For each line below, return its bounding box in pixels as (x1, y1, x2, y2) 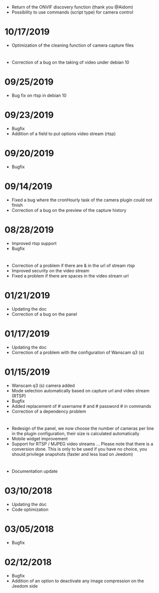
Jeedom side (11, 583, 38, 589)
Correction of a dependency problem (11, 408, 86, 414)
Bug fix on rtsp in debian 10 (11, 92, 67, 99)
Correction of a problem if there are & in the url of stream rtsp (11, 262, 135, 268)
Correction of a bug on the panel (11, 311, 77, 317)
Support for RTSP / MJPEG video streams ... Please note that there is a (11, 441, 154, 447)
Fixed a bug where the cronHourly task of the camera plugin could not (11, 197, 153, 203)
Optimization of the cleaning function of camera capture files (11, 42, 134, 48)
